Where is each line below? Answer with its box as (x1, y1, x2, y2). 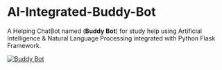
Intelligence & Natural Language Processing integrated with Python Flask (7, 34, 216, 42)
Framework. (7, 41, 42, 49)
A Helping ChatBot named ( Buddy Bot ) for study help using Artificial (7, 27, 203, 35)
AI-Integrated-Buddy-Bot (7, 4, 156, 20)
